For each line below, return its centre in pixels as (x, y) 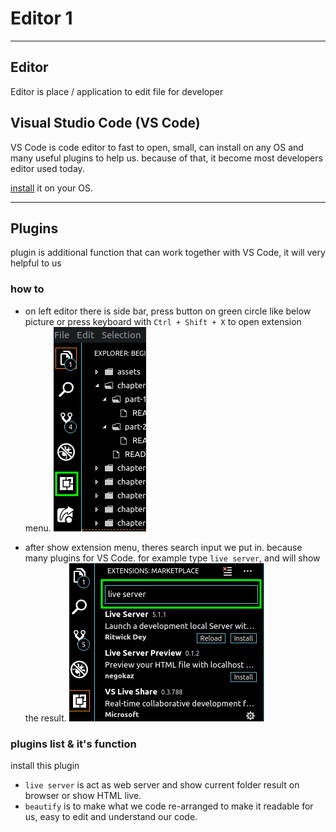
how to (27, 289)
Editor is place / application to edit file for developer (117, 91)
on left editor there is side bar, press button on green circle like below (168, 311)
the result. (45, 718)
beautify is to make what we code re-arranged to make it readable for (169, 806)
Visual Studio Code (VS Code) (105, 123)
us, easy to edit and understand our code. (111, 816)
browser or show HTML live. (83, 795)
